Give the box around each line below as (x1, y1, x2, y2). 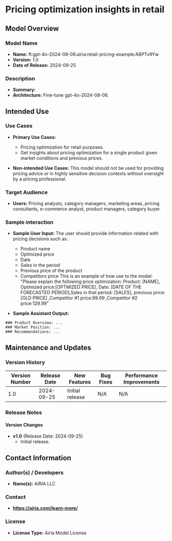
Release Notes (5, 409, 42, 416)
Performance (125, 372, 158, 379)
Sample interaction (5, 219, 54, 226)
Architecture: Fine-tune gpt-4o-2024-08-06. (12, 92, 109, 98)
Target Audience (5, 189, 48, 196)
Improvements (123, 378, 160, 386)
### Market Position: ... (5, 325, 60, 330)
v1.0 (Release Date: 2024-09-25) (12, 433, 83, 439)
